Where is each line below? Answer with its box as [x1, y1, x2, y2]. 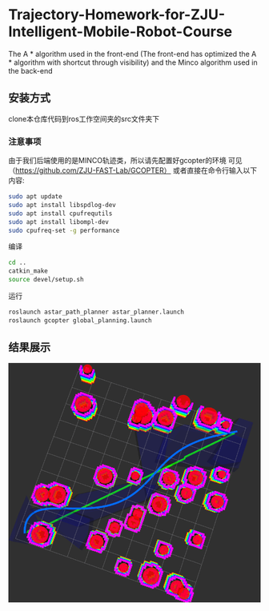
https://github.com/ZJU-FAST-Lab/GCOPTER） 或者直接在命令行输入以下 [15, 166, 258, 175]
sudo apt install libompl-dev [8, 218, 110, 226]
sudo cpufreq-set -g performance [8, 226, 120, 234]
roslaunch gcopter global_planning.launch [8, 316, 152, 325]
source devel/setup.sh [8, 276, 84, 284]
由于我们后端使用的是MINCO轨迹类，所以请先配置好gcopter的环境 [8, 156, 227, 166]
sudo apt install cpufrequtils [8, 210, 113, 218]
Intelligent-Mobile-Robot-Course [8, 22, 233, 41]
